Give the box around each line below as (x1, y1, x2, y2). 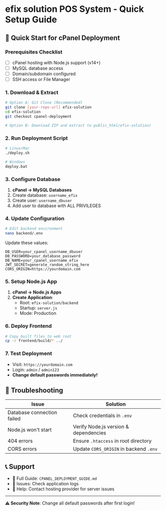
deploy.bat (5, 164, 28, 169)
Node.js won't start (7, 426, 52, 433)
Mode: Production (19, 310, 57, 316)
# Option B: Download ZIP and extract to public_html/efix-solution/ (5, 123, 152, 128)
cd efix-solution (5, 110, 41, 115)
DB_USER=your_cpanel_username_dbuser (5, 249, 83, 254)
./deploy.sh (5, 150, 30, 155)
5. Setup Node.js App (5, 278, 57, 285)
